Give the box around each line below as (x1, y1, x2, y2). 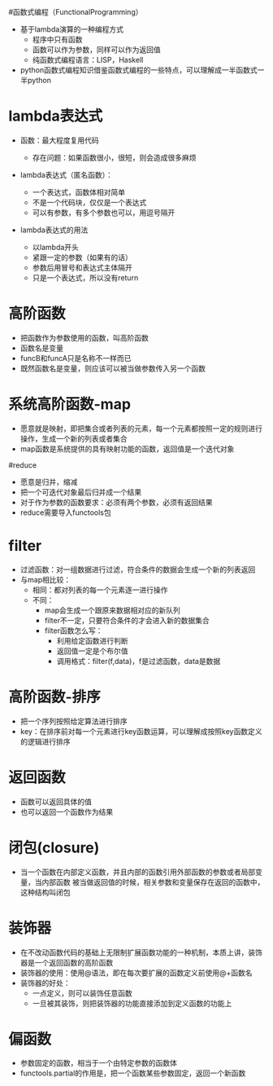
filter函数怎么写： (44, 626, 103, 635)
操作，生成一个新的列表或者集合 (19, 433, 128, 443)
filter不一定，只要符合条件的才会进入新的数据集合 (44, 615, 210, 625)
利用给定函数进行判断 (56, 635, 128, 645)
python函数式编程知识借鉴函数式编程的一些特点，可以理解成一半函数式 (19, 65, 258, 75)
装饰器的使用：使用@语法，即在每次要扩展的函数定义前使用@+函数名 (19, 968, 253, 978)
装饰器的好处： (19, 978, 71, 987)
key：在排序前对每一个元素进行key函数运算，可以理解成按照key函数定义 (19, 726, 262, 736)
